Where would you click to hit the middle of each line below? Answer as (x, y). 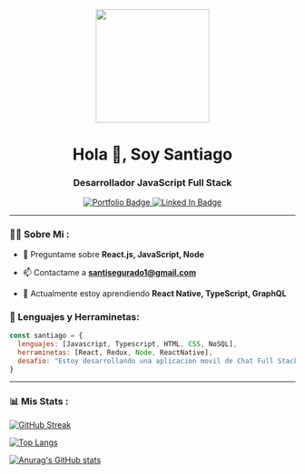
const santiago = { (46, 336)
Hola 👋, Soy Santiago (152, 155)
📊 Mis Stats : (39, 401)
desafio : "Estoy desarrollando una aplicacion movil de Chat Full (146, 361)
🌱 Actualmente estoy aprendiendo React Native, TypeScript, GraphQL (155, 293)
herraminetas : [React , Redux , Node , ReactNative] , (115, 353)
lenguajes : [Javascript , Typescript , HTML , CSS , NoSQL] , (128, 343)
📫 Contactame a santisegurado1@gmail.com (109, 272)
